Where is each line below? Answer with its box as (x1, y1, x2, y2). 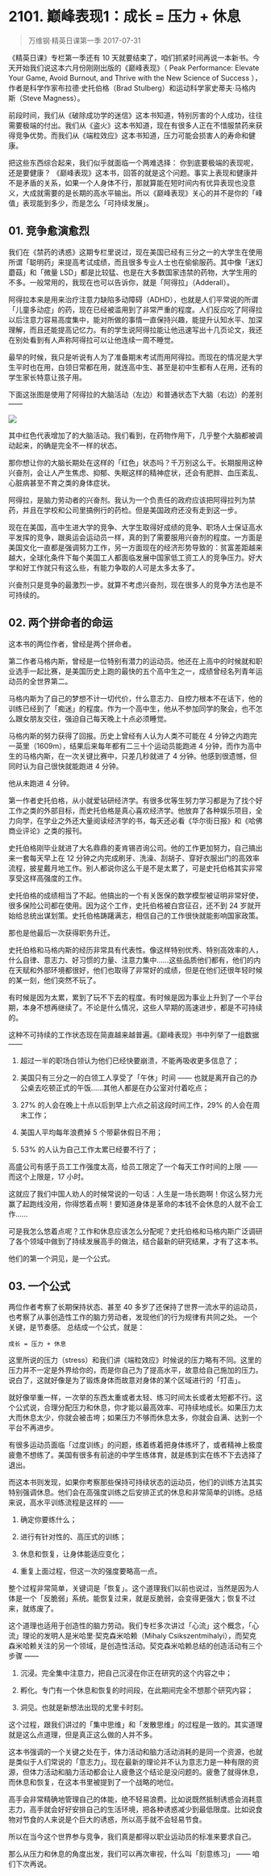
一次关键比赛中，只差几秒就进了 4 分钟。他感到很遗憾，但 (64, 751, 257, 760)
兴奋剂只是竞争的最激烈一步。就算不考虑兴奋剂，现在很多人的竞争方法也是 (8, 579, 256, 590)
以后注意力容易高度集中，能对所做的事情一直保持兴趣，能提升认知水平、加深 (8, 314, 263, 324)
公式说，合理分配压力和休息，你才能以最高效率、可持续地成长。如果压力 (15, 1403, 256, 1412)
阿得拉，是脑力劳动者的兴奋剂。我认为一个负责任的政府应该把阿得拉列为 (8, 494, 248, 505)
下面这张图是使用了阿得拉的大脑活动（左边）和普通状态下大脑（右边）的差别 (8, 389, 263, 399)
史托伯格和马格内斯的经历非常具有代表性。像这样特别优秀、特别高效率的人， (8, 944, 263, 954)
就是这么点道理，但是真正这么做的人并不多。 (8, 1730, 157, 1739)
